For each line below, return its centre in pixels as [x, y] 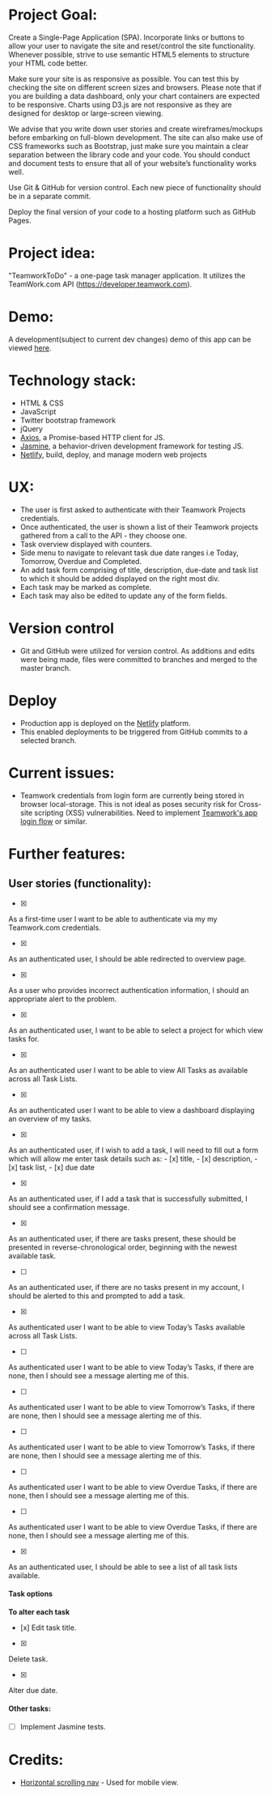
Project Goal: [53, 15]
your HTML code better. [48, 63]
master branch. [45, 668]
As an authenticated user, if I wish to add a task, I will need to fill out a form [133, 1150]
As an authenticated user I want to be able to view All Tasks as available [128, 1070]
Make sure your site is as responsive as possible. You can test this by [124, 79]
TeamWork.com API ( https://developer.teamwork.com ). [100, 284]
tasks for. [24, 1038]
